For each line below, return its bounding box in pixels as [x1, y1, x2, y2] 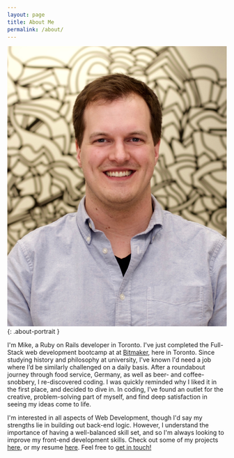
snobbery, [7, 378, 37, 386]
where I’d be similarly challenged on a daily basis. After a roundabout [7, 363, 205, 372]
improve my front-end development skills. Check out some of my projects [7, 436, 219, 444]
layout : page [7, 11, 45, 18]
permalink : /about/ [7, 26, 64, 33]
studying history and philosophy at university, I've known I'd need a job [7, 356, 212, 364]
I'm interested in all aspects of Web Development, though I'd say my [7, 413, 203, 422]
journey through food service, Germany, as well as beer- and [7, 370, 182, 379]
